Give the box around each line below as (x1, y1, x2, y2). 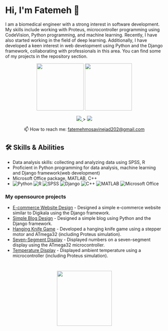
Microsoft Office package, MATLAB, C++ (12, 175, 97, 181)
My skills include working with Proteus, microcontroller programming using (5, 26, 160, 32)
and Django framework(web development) (12, 170, 100, 176)
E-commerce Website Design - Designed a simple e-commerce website (12, 205, 161, 211)
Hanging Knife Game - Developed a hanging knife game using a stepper (12, 226, 161, 232)
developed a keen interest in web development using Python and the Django (5, 42, 163, 48)
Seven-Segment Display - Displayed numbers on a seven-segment (12, 236, 151, 243)
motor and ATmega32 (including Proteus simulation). (12, 231, 121, 237)
